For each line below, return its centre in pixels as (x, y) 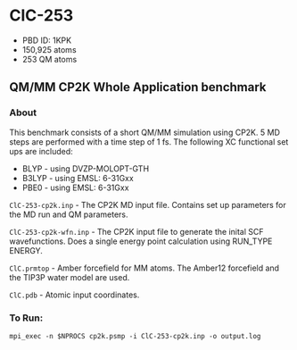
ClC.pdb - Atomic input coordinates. (74, 295)
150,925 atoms (49, 49)
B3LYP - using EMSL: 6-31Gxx (78, 178)
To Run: (26, 318)
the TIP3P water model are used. (70, 277)
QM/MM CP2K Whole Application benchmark (138, 87)
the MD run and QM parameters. (69, 214)
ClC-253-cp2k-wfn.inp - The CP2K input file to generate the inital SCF (137, 231)
